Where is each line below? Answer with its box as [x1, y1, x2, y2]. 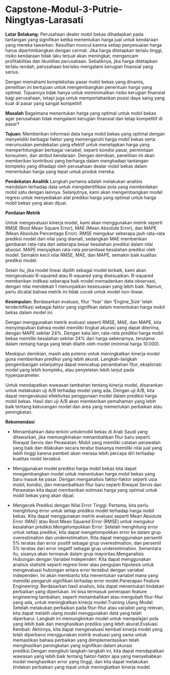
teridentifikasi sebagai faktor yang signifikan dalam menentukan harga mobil [5, 303, 165, 310]
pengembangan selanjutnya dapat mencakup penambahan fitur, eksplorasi [5, 361, 162, 367]
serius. [5, 69, 20, 75]
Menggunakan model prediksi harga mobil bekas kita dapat [12, 465, 137, 471]
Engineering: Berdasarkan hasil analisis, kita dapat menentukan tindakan [12, 583, 164, 589]
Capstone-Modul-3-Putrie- [5, 4, 123, 15]
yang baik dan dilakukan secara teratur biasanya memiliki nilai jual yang [12, 445, 162, 451]
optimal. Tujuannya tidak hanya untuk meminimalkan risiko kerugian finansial [5, 89, 165, 95]
